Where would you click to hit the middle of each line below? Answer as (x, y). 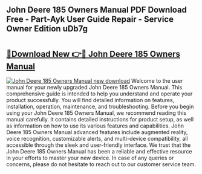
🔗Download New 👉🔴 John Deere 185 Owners (93, 54)
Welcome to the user (157, 81)
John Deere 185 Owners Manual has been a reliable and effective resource (99, 151)
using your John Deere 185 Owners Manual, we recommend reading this (96, 113)
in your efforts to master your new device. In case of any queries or (90, 158)
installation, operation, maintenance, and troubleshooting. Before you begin (100, 106)
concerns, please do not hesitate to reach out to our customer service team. (101, 164)
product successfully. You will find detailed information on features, (90, 100)
